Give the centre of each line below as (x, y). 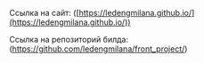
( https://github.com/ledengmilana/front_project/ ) (98, 49)
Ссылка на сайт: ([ (44, 13)
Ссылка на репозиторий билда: (69, 39)
